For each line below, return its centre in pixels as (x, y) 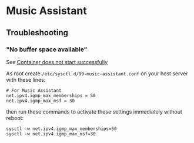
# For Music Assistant (34, 90)
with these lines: (26, 79)
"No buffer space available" (47, 49)
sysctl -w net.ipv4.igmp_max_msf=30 (51, 134)
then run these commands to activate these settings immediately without (94, 112)
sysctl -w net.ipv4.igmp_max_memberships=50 (61, 129)
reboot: (15, 118)
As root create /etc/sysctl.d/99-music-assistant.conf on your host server (97, 73)
